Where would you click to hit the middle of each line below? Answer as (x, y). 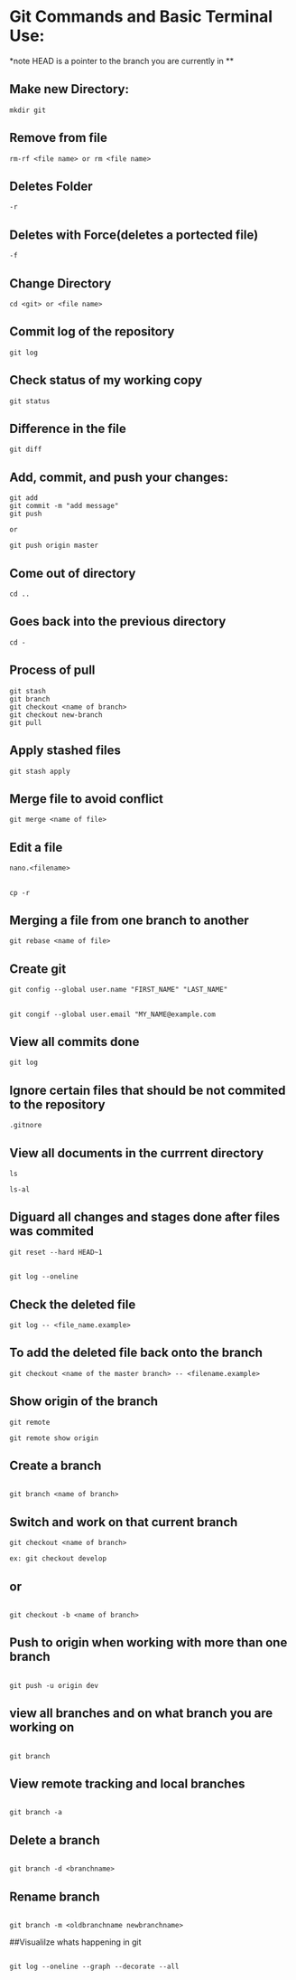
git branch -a (36, 1813)
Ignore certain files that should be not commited (148, 1090)
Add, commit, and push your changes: (119, 477)
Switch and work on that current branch (124, 1522)
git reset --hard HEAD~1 (56, 1252)
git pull (26, 722)
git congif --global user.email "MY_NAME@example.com (113, 1014)
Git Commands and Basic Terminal (141, 17)
